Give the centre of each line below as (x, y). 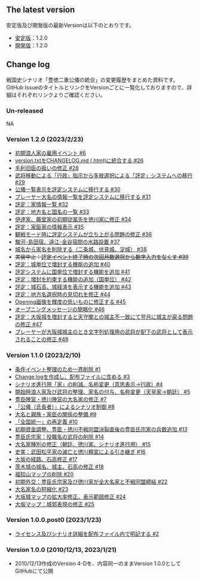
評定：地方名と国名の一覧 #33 (52, 212)
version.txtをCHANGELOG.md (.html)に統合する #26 (79, 161)
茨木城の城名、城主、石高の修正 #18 (59, 467)
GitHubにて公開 (34, 571)
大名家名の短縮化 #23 (42, 489)
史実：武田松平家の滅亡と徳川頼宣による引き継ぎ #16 (80, 452)
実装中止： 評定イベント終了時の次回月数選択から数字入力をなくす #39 (102, 257)
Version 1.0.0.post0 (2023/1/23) (54, 520)
